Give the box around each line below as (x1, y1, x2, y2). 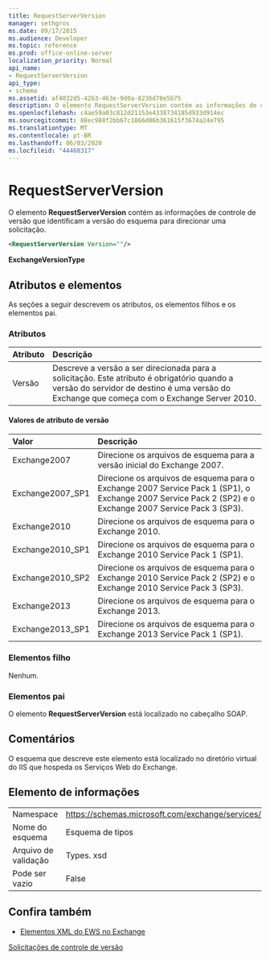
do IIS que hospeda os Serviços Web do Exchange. (8, 762, 178, 772)
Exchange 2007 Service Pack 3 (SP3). (97, 502, 243, 513)
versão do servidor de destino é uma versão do (51, 383, 231, 394)
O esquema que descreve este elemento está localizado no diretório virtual (8, 753, 257, 763)
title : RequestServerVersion (8, 11, 106, 20)
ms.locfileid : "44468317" (8, 146, 95, 155)
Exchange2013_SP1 (12, 623, 90, 634)
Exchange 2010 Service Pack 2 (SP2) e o (97, 572, 256, 583)
